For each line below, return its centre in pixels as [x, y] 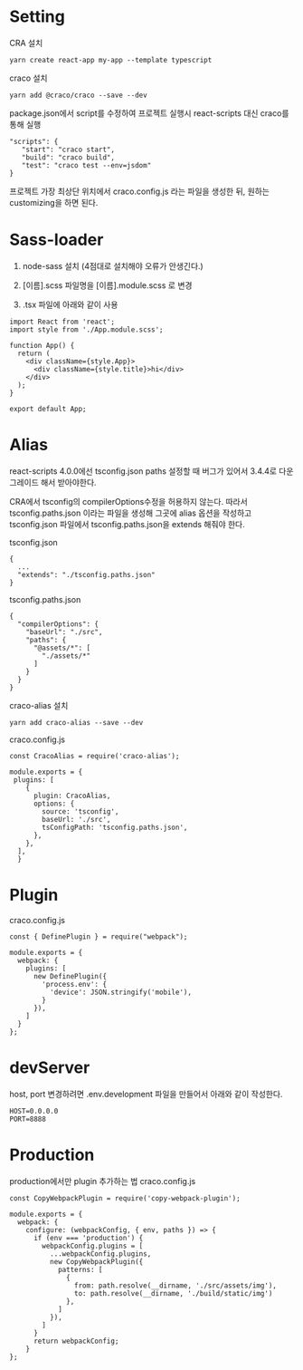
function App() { [42, 345]
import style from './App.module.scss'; [87, 329]
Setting [37, 17]
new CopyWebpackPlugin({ [96, 1261]
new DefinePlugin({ [70, 976]
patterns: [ [80, 1269]
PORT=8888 [28, 1119]
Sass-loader [57, 240]
